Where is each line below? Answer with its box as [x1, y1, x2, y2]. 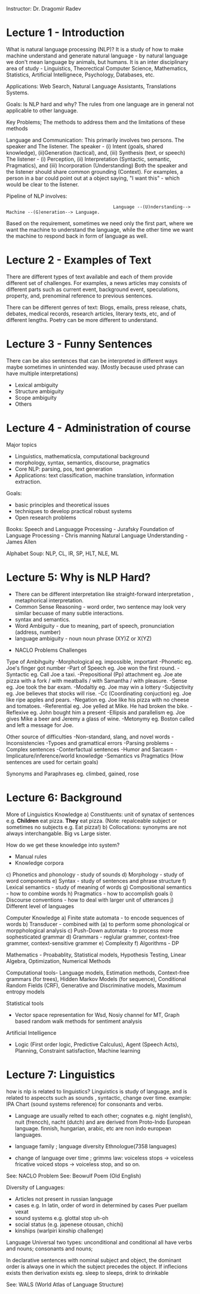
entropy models [6, 988, 45, 995]
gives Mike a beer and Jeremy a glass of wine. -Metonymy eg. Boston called [6, 715, 195, 722]
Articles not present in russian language [14, 1195, 113, 1203]
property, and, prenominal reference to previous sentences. [6, 292, 153, 299]
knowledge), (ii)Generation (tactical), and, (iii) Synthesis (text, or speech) [6, 149, 186, 156]
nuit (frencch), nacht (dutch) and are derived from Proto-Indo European [14, 1118, 191, 1126]
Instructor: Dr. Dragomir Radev [6, 5, 82, 12]
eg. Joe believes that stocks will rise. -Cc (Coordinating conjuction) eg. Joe [6, 689, 192, 697]
